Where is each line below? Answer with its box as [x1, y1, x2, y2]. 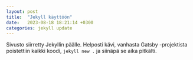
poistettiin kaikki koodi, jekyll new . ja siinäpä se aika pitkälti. [6, 48, 157, 55]
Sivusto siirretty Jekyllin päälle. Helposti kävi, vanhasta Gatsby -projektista [6, 41, 188, 48]
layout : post [6, 8, 38, 15]
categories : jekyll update [6, 25, 73, 31]
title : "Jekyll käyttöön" [6, 14, 73, 20]
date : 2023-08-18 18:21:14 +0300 [6, 19, 94, 25]
